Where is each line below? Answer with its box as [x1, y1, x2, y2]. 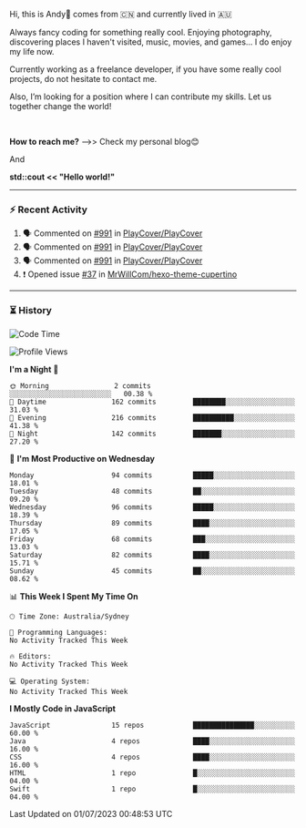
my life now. [9, 46, 55, 56]
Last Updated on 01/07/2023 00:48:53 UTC [9, 808, 173, 819]
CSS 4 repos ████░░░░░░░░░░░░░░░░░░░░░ [9, 752, 296, 762]
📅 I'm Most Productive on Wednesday [9, 453, 155, 464]
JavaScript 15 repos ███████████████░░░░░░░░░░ [9, 721, 296, 730]
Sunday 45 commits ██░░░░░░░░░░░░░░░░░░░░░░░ [9, 566, 296, 576]
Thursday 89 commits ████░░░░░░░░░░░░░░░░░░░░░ [9, 518, 296, 527]
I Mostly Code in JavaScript [9, 702, 117, 714]
